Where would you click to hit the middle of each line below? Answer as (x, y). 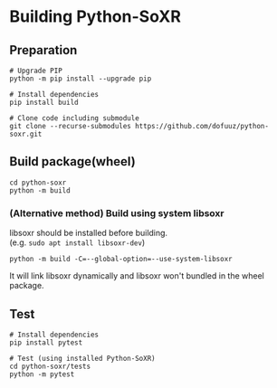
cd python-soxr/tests (50, 366)
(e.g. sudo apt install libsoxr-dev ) (77, 242)
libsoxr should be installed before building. (89, 233)
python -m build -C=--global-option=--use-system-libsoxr (121, 260)
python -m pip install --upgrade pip (81, 79)
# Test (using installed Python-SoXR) (82, 358)
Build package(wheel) (72, 161)
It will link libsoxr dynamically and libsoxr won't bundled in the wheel (137, 276)
